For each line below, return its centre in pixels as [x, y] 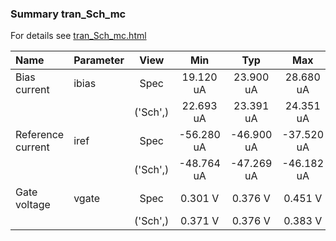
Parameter [99, 60]
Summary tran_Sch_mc [68, 14]
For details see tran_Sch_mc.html [78, 36]
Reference [40, 135]
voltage [33, 205]
